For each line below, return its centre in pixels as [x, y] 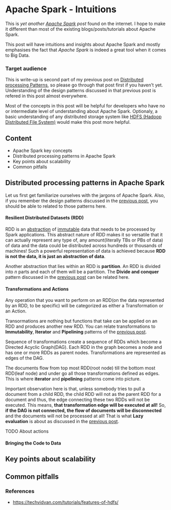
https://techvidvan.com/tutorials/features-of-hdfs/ [66, 502]
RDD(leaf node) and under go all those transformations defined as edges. [82, 373]
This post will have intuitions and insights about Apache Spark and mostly [83, 44]
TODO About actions [27, 431]
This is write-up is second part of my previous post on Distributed [75, 80]
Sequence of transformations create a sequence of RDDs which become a [83, 342]
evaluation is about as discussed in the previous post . [62, 422]
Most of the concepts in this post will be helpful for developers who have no [85, 106]
